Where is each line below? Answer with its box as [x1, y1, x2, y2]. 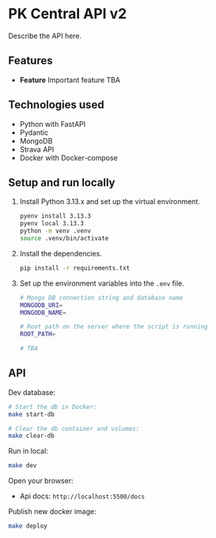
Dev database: [8, 387, 55, 397]
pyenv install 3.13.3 [19, 212, 91, 221]
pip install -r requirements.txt [19, 263, 131, 272]
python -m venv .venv [19, 227, 91, 235]
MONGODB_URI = [19, 301, 63, 309]
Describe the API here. [8, 31, 82, 40]
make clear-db [8, 432, 55, 440]
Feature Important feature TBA [19, 75, 121, 84]
